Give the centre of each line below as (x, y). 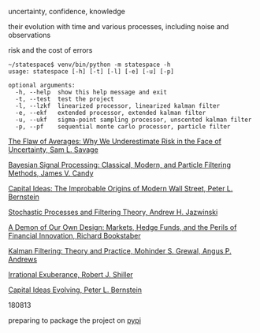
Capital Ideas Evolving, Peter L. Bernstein (75, 290)
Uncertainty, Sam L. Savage (53, 150)
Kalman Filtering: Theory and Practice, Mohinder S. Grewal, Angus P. (120, 251)
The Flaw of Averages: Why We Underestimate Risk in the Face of (115, 141)
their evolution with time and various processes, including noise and (119, 26)
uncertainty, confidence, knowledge (67, 11)
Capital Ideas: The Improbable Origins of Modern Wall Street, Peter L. (121, 189)
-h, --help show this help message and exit (91, 92)
